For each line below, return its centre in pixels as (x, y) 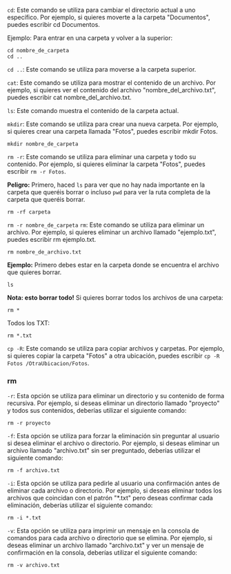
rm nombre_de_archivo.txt (44, 252)
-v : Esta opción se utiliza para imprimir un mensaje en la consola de (103, 531)
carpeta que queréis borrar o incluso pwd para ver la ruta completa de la (109, 192)
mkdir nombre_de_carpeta (43, 144)
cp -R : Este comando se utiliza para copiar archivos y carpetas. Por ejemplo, (116, 348)
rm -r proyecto (29, 423)
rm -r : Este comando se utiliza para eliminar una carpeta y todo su (102, 157)
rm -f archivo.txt (33, 471)
